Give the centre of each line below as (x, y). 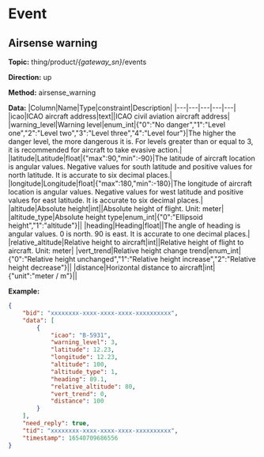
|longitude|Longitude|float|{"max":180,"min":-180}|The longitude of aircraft (130, 183)
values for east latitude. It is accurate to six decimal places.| (106, 200)
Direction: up (30, 77)
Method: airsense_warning (52, 93)
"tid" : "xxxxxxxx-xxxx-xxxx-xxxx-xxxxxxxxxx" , (100, 431)
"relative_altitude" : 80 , (93, 387)
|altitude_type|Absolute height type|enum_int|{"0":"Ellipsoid (106, 217)
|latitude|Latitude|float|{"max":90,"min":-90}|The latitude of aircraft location (132, 158)
